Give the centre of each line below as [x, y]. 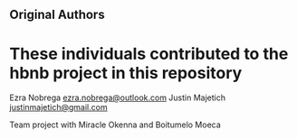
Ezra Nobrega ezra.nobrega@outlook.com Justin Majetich [118, 97]
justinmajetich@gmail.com [58, 107]
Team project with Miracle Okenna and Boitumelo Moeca [115, 125]
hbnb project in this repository [126, 73]
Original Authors [57, 15]
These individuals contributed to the [149, 54]
